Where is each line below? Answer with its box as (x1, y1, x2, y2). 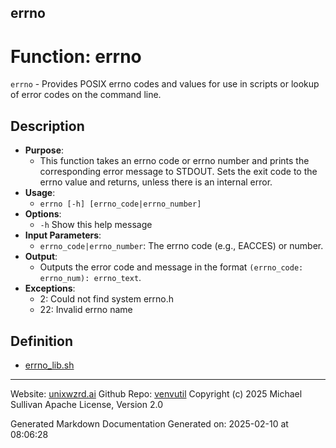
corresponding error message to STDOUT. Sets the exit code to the (39, 166, 318, 178)
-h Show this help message (39, 219, 153, 231)
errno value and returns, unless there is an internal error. (39, 176, 273, 188)
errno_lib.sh (24, 359, 75, 371)
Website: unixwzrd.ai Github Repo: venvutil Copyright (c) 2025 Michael (10, 387, 303, 400)
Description (10, 117, 85, 135)
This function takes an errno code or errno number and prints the (39, 155, 310, 167)
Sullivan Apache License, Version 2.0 (10, 398, 163, 410)
